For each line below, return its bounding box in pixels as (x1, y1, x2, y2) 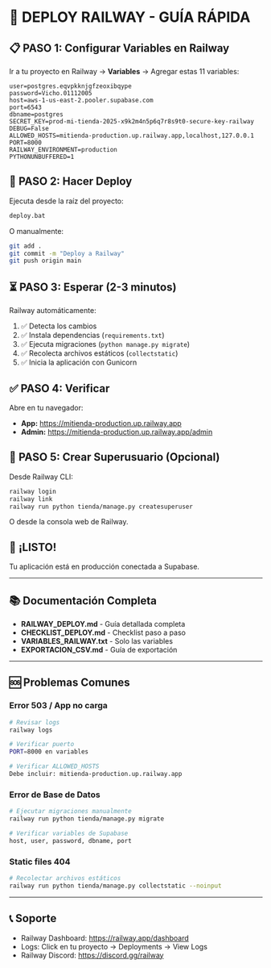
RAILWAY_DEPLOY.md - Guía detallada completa (20, 620, 186, 628)
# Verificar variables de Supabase (9, 829, 129, 837)
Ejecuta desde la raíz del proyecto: (9, 196, 124, 206)
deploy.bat (9, 211, 46, 219)
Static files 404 (9, 856, 71, 867)
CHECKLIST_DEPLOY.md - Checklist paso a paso (20, 628, 186, 637)
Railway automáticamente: (9, 306, 96, 315)
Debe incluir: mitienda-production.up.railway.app (9, 770, 183, 778)
